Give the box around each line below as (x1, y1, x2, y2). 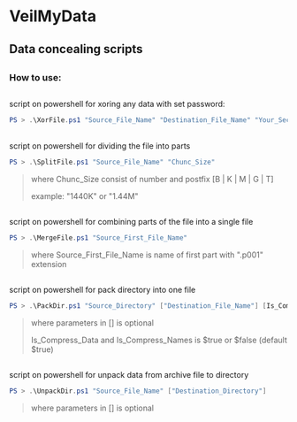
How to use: (9, 71, 62, 83)
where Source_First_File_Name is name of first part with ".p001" (30, 249, 263, 260)
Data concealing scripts (9, 42, 143, 57)
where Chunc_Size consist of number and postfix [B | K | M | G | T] (30, 173, 274, 184)
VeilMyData (9, 6, 97, 27)
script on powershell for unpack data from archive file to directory (9, 370, 249, 380)
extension (30, 258, 67, 269)
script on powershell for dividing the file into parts (9, 140, 191, 151)
